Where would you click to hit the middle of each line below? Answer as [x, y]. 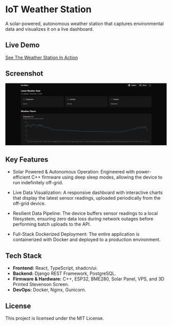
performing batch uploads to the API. [52, 224]
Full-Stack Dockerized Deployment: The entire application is [76, 234]
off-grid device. [29, 204]
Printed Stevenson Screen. [41, 285]
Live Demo [23, 45]
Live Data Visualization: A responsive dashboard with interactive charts [88, 192]
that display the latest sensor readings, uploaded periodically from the [87, 198]
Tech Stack [24, 256]
